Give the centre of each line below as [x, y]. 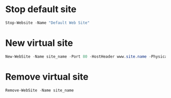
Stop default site [41, 9]
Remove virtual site [47, 77]
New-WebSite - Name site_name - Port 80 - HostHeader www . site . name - [78, 57]
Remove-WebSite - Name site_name [39, 90]
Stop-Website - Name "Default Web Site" [48, 23]
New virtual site [39, 43]
